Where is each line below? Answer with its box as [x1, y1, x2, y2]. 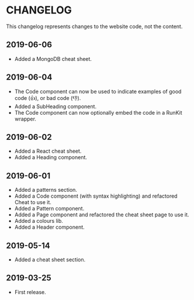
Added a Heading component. [14, 154, 88, 161]
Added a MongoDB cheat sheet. [14, 55, 92, 62]
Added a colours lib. [14, 218, 63, 225]
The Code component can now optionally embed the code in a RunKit [14, 109, 182, 116]
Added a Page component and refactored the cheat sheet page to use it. [14, 211, 189, 218]
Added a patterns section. [14, 187, 78, 194]
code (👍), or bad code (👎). [14, 94, 81, 101]
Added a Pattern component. [14, 205, 85, 212]
